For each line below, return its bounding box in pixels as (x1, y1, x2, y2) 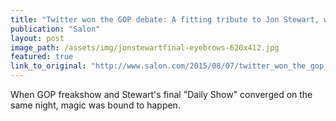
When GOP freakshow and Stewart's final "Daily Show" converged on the (10, 89, 313, 100)
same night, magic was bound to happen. (10, 99, 181, 111)
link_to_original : (10, 61, 87, 71)
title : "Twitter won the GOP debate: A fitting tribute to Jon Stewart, (10, 14, 320, 25)
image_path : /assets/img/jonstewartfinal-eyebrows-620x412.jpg (10, 42, 280, 53)
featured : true (10, 52, 74, 62)
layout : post (10, 33, 65, 43)
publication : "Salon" (10, 24, 101, 34)
